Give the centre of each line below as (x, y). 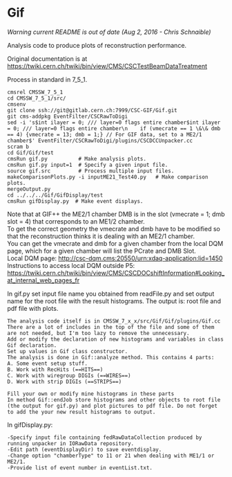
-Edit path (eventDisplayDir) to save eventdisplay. (85, 449)
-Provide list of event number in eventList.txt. (80, 468)
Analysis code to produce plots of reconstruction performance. (97, 45)
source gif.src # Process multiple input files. (91, 171)
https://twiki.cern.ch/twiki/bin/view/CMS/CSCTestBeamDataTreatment (107, 66)
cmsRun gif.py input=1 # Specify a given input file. (88, 165)
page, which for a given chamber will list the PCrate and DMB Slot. (102, 251)
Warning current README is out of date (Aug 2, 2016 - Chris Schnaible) (109, 32)
